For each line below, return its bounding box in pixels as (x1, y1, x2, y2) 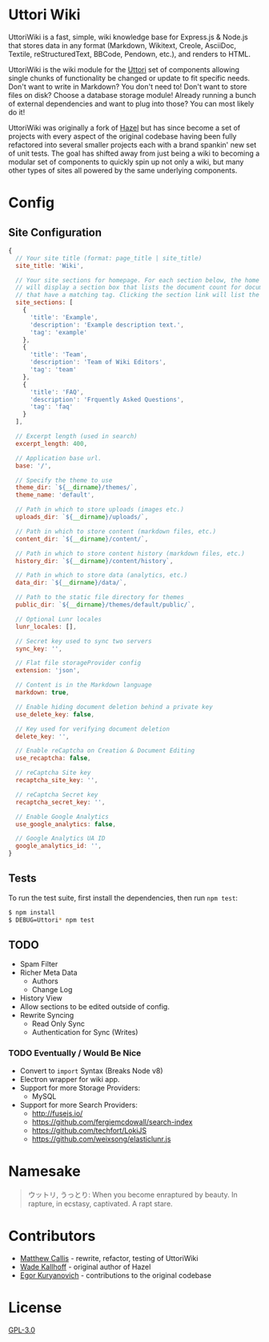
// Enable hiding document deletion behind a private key (15, 703, 214, 711)
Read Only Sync (31, 1019, 86, 1028)
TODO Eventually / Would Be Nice (8, 1048, 142, 1059)
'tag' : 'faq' (29, 403, 74, 411)
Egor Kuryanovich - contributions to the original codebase (19, 1270, 212, 1280)
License (8, 1298, 62, 1316)
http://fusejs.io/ (31, 1109, 83, 1118)
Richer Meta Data (19, 968, 78, 978)
